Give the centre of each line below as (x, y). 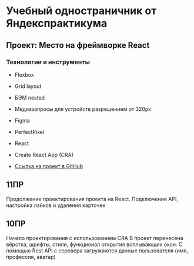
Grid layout (28, 86)
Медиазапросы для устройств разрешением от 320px (83, 109)
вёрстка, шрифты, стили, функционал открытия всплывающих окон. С (94, 244)
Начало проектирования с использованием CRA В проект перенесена (95, 238)
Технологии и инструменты (48, 62)
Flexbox (24, 74)
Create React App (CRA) (44, 155)
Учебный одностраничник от (81, 11)
